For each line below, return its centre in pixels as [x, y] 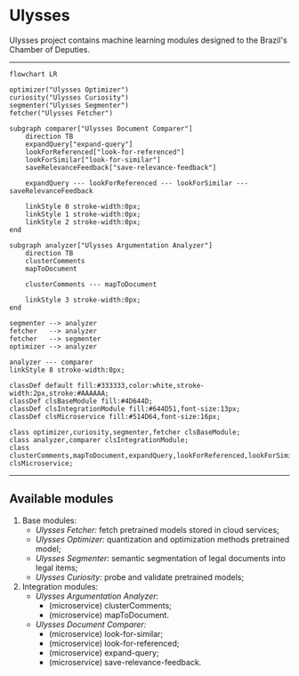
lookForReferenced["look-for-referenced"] [105, 152]
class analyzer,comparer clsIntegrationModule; [99, 440]
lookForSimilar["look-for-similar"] [93, 160]
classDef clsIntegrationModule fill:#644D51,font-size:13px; [125, 409]
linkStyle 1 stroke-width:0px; [83, 214]
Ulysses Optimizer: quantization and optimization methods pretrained [162, 539]
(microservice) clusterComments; [110, 605]
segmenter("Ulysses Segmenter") [69, 105]
